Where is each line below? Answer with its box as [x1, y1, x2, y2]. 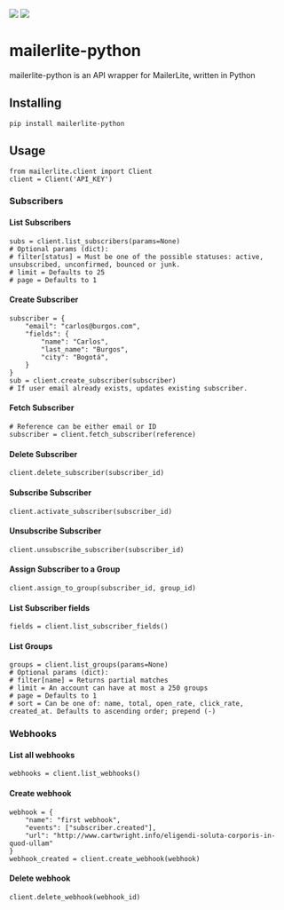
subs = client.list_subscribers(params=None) [9, 236, 180, 246]
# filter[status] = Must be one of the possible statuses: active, [9, 252, 264, 261]
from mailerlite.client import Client [9, 167, 153, 176]
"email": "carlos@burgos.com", [25, 321, 141, 330]
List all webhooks [9, 749, 75, 760]
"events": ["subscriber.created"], [25, 823, 157, 832]
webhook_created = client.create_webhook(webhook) [9, 854, 201, 863]
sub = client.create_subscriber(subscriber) [9, 376, 177, 385]
